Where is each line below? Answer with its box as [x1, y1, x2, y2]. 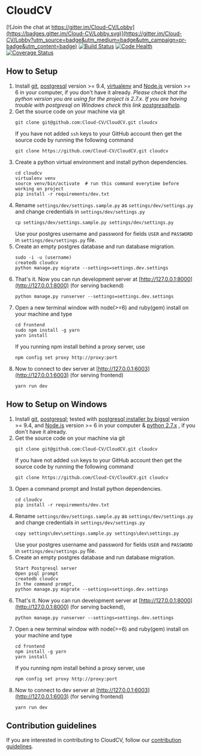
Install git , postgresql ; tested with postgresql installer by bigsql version [14, 415, 190, 422]
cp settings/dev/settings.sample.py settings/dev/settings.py [14, 220, 174, 226]
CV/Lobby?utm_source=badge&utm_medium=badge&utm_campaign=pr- [6, 36, 187, 43]
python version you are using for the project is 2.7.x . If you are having [14, 95, 187, 102]
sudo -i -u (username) [14, 254, 72, 260]
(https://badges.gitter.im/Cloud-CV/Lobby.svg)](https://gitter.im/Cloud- [6, 29, 182, 37]
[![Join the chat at [6, 23, 50, 31]
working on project [14, 185, 64, 192]
